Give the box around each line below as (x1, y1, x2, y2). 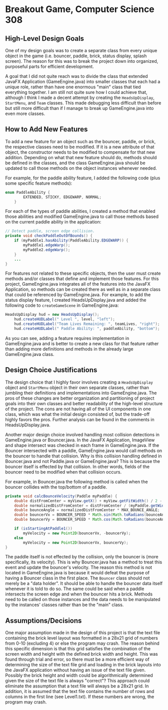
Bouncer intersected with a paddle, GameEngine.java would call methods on (5, 447, 162, 453)
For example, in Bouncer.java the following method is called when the (5, 479, 148, 485)
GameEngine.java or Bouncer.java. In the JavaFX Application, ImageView (5, 437, 155, 443)
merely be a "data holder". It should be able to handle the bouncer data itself (5, 580, 163, 586)
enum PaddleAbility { (5, 190, 50, 195)
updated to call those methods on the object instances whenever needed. (5, 165, 157, 171)
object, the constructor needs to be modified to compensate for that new (5, 149, 155, 155)
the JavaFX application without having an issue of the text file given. (5, 667, 146, 673)
